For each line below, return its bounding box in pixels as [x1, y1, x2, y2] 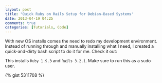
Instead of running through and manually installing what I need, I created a [5, 43, 154, 49]
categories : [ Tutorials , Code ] [5, 25, 69, 30]
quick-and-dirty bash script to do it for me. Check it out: [5, 49, 118, 55]
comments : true [5, 20, 36, 26]
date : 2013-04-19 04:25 [5, 16, 54, 21]
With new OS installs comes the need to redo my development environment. [5, 38, 158, 44]
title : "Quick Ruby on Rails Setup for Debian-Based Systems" [5, 12, 134, 16]
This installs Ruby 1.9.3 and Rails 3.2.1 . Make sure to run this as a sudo [5, 58, 151, 64]
